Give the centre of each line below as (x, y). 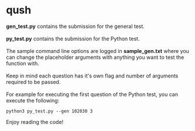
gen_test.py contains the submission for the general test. (75, 26)
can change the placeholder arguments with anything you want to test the (95, 57)
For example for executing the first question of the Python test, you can (92, 94)
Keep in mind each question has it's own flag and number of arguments (92, 76)
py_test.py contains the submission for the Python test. (73, 38)
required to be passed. (33, 82)
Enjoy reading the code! (35, 122)
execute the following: (33, 100)
